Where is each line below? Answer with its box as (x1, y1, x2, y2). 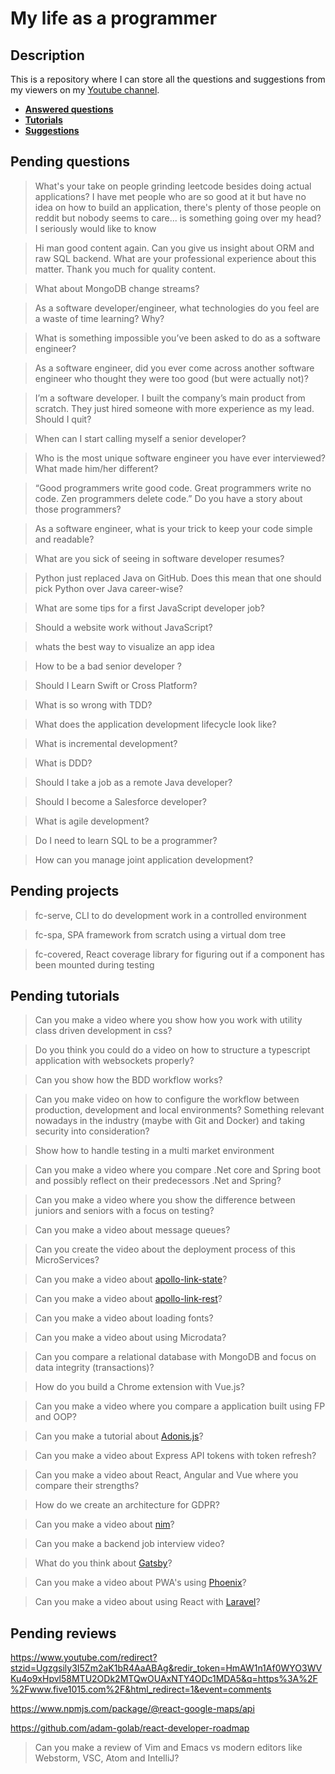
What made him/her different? (34, 462, 159, 474)
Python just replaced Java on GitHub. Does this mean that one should (34, 572, 322, 584)
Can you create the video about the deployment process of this (34, 1243, 296, 1256)
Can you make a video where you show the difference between (34, 1194, 296, 1206)
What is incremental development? (34, 737, 178, 749)
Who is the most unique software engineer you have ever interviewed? (34, 452, 326, 464)
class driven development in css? (34, 1025, 173, 1037)
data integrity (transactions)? (34, 1362, 155, 1374)
